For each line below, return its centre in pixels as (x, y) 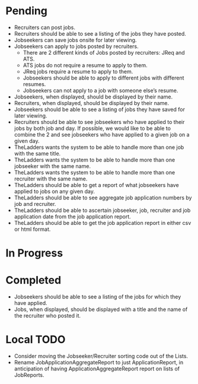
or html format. (32, 229)
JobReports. (29, 375)
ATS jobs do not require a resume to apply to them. (85, 65)
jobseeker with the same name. (52, 166)
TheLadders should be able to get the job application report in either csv (103, 223)
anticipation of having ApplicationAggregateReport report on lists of (97, 369)
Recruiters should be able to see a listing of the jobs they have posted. (100, 33)
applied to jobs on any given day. (55, 191)
